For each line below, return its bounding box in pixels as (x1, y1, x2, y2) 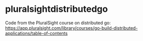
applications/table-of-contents (5, 30, 68, 36)
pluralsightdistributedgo (5, 3, 108, 15)
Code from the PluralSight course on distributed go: (5, 20, 111, 26)
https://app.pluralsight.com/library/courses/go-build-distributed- (5, 25, 138, 31)
